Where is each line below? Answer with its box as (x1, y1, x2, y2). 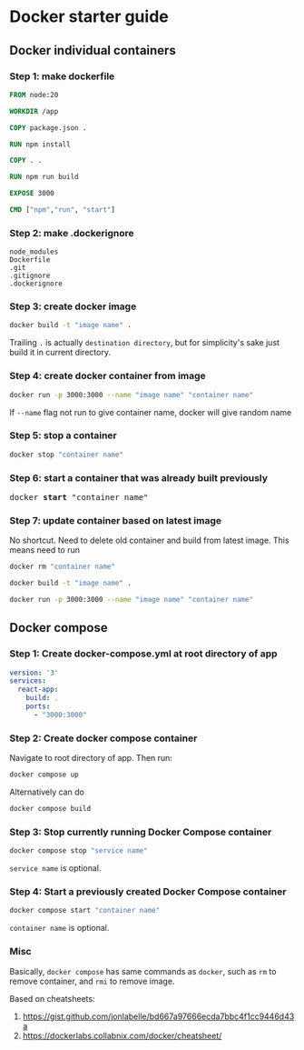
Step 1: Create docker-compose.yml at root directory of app (9, 647, 279, 660)
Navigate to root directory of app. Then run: (9, 753, 172, 764)
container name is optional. (9, 923, 110, 934)
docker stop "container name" (9, 450, 124, 459)
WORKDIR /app (9, 106, 59, 115)
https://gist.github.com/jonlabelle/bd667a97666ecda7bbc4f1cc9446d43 (22, 1011, 295, 1022)
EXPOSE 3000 (9, 189, 54, 198)
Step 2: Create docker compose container (9, 732, 198, 745)
